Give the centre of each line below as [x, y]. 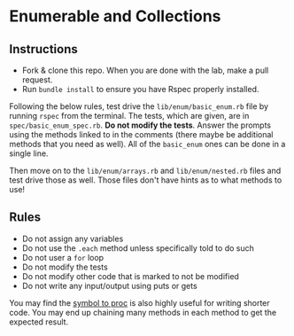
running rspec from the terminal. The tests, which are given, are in [129, 116]
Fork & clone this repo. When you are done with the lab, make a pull [145, 70]
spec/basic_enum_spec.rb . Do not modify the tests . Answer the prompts [140, 125]
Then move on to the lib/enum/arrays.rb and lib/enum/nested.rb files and [145, 171]
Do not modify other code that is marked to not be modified [130, 276]
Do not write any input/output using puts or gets [109, 285]
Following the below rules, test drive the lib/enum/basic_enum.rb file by [139, 106]
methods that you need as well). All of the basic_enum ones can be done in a [147, 144]
